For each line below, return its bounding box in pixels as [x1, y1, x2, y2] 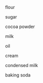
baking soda [5, 72, 31, 78]
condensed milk [5, 62, 38, 68]
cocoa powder [5, 23, 35, 29]
